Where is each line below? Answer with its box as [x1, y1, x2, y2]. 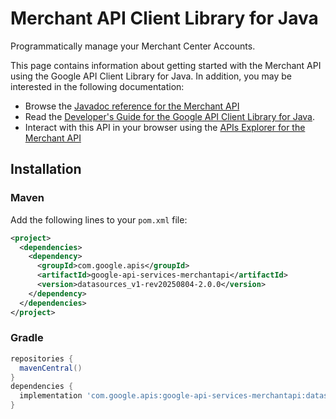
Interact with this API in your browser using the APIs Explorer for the [24, 121, 306, 133]
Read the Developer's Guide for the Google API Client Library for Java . [24, 110, 316, 122]
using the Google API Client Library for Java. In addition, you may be [10, 70, 292, 82]
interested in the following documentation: [10, 80, 185, 92]
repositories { [10, 353, 74, 364]
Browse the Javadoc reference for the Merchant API [24, 100, 240, 112]
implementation [19, 391, 83, 401]
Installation [10, 161, 82, 178]
